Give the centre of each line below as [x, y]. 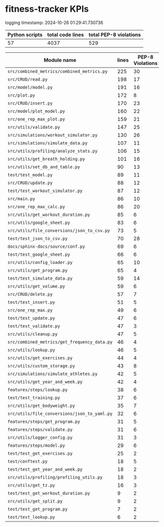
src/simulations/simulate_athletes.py [52, 374]
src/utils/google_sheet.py [39, 222]
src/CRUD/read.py [28, 79]
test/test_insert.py [31, 302]
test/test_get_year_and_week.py [45, 469]
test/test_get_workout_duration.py [49, 493]
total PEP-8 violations [115, 34]
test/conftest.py [28, 461]
